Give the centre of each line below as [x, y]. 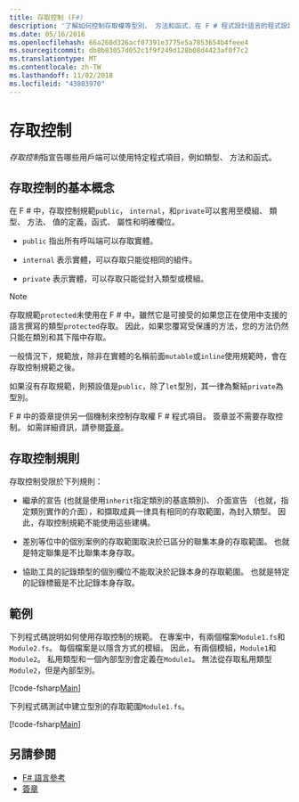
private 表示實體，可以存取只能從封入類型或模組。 [115, 279]
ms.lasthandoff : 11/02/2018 [61, 76]
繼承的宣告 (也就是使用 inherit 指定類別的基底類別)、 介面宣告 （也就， [151, 501]
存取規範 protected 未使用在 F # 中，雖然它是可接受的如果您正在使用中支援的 [148, 315]
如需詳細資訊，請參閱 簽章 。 [77, 428]
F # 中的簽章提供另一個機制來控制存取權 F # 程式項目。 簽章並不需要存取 [142, 416]
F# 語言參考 [44, 777]
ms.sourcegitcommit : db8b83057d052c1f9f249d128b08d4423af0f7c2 [129, 51]
